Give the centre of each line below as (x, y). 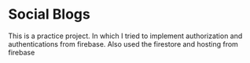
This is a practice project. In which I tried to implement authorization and (125, 36)
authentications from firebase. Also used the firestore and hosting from (123, 44)
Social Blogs (49, 14)
